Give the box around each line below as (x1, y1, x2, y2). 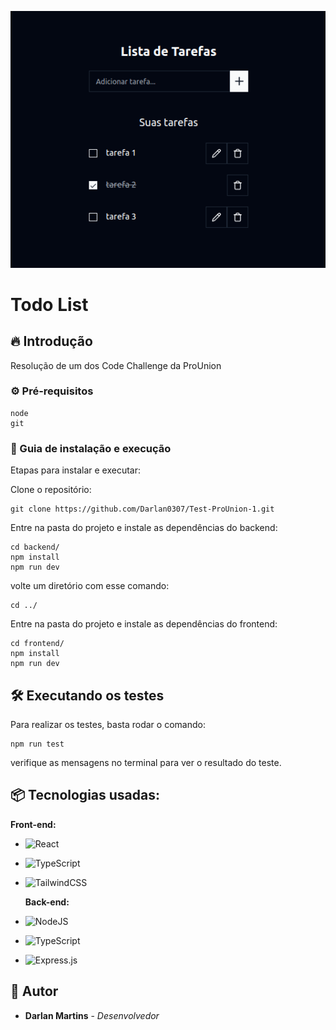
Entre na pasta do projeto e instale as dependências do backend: (10, 522, 278, 534)
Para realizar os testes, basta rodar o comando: (10, 718, 206, 730)
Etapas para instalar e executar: (10, 464, 142, 476)
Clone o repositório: (10, 484, 92, 496)
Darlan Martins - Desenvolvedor (24, 1009, 160, 1021)
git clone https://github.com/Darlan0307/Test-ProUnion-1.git (10, 504, 275, 515)
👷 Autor (10, 983, 59, 1000)
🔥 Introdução (10, 333, 93, 350)
